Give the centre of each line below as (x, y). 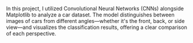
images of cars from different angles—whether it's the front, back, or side (96, 21)
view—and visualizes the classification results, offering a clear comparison (96, 27)
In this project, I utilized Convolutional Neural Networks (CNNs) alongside (95, 9)
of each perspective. (31, 34)
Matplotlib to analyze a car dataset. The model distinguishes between (90, 15)
